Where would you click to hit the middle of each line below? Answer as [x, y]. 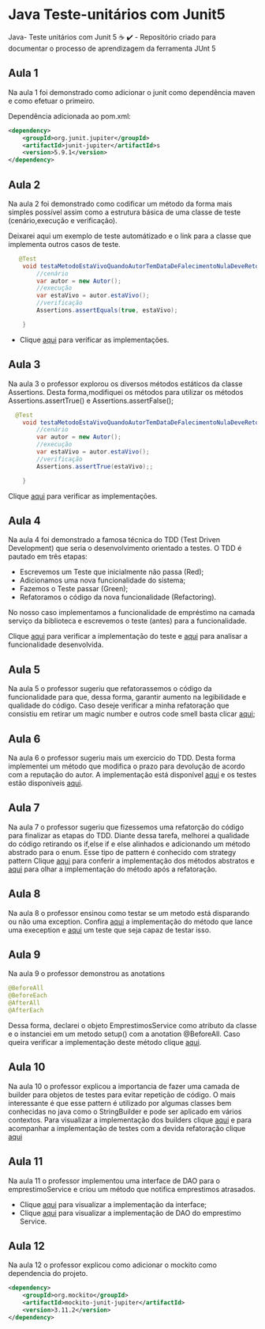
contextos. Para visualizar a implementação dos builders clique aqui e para [130, 1120]
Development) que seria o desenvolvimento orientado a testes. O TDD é [125, 549]
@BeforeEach [28, 996]
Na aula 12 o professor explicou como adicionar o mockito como [112, 1265]
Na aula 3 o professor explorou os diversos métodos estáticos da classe [125, 384]
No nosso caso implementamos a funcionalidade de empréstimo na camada [132, 613]
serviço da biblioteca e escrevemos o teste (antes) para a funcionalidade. [127, 621]
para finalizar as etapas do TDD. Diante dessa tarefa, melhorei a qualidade [129, 835]
